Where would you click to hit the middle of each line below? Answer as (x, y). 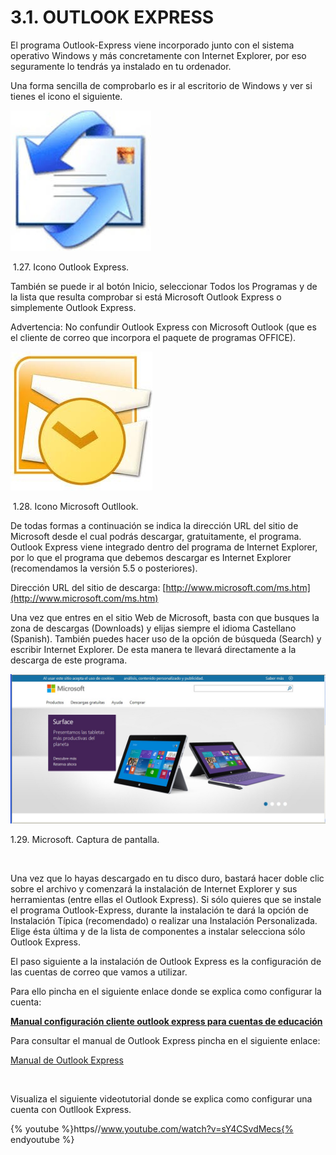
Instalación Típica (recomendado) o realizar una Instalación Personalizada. (164, 921)
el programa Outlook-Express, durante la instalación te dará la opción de (159, 910)
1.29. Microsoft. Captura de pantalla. (85, 840)
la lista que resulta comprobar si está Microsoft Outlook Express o (146, 297)
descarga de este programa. (69, 660)
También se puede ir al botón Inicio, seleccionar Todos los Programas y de (164, 286)
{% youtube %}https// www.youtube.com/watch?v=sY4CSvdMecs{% (152, 1129)
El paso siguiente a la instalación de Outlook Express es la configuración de (166, 962)
